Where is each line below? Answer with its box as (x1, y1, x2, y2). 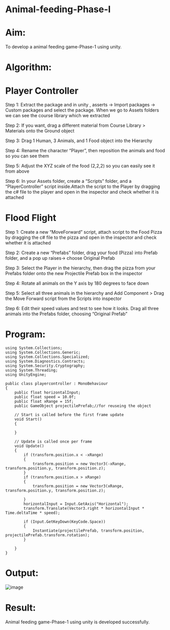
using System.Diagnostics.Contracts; (5, 359, 86, 364)
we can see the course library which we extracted (5, 113, 110, 119)
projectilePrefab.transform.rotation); (5, 533, 90, 538)
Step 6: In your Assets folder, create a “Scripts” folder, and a (5, 178, 132, 184)
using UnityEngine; (5, 372, 47, 377)
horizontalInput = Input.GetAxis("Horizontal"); (23, 502, 129, 507)
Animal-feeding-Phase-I (5, 4, 111, 15)
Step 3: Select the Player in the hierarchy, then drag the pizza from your (5, 265, 156, 271)
